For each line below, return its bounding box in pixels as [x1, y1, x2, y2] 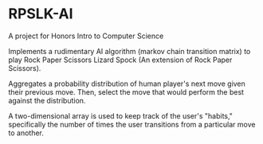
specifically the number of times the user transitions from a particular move [8, 119, 256, 129]
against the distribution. [8, 95, 86, 105]
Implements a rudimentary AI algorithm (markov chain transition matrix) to [8, 46, 251, 56]
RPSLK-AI [8, 5, 73, 23]
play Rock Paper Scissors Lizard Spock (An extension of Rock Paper [8, 55, 233, 64]
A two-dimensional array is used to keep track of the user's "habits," [8, 111, 234, 120]
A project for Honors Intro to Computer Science [8, 31, 164, 41]
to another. [8, 128, 44, 138]
